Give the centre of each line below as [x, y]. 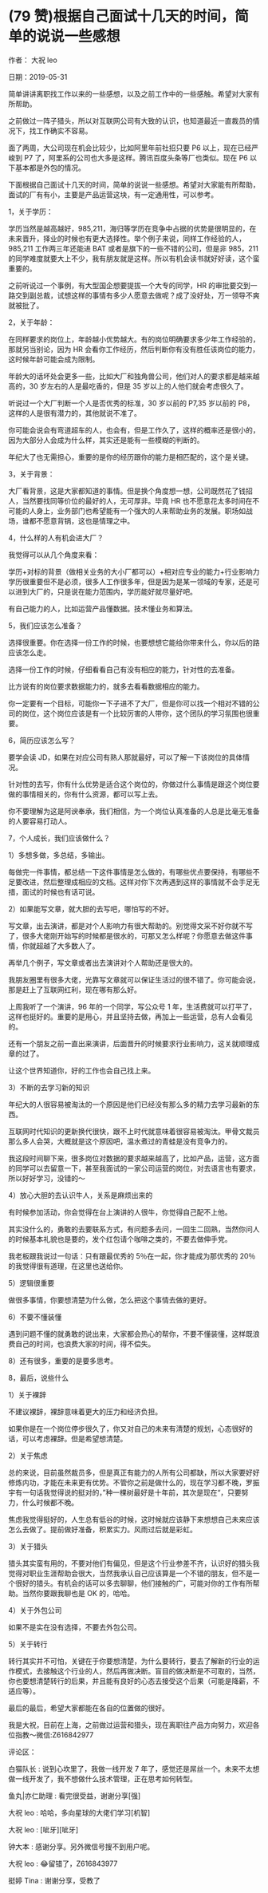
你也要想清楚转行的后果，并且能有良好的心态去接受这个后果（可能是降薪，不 [134, 1681]
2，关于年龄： [32, 322]
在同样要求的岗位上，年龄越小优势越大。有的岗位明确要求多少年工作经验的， [134, 339]
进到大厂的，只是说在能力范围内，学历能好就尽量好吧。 [106, 591]
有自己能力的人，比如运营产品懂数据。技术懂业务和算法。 [102, 608]
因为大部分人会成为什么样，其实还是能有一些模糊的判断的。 [106, 440]
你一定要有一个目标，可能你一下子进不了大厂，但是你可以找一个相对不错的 [130, 703]
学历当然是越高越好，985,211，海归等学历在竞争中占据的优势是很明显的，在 [132, 228]
